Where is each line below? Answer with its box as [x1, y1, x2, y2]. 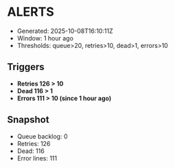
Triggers [7, 61, 45, 73]
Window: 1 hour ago [16, 34, 74, 42]
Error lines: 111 [16, 154, 57, 162]
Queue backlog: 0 [16, 132, 68, 141]
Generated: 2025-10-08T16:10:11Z [16, 27, 113, 35]
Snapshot [7, 114, 49, 125]
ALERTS [7, 4, 55, 20]
